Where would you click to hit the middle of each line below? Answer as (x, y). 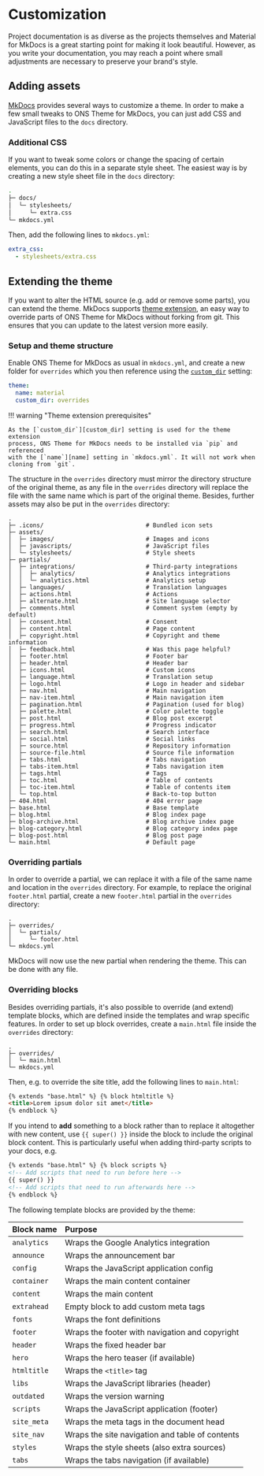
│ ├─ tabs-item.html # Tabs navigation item (116, 766)
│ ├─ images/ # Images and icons (109, 539)
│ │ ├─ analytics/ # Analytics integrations (119, 573)
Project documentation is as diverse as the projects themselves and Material (132, 36)
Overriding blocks (43, 990)
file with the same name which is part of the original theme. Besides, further (131, 495)
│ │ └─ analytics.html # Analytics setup (107, 580)
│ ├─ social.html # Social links (102, 739)
